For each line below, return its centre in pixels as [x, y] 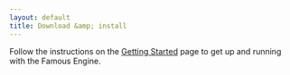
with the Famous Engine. [55, 61]
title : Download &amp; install [68, 26]
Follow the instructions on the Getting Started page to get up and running [145, 51]
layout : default [40, 17]
